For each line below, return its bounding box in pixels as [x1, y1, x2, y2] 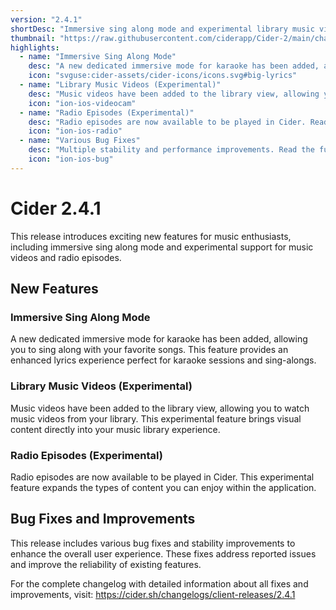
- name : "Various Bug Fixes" [19, 136, 141, 146]
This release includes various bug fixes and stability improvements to [10, 537, 296, 549]
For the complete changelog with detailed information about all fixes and [10, 577, 309, 590]
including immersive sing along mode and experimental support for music [10, 241, 314, 253]
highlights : [10, 42, 60, 53]
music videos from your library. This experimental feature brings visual [10, 412, 302, 425]
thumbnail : [10, 33, 56, 43]
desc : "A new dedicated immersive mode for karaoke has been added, [28, 61, 320, 71]
